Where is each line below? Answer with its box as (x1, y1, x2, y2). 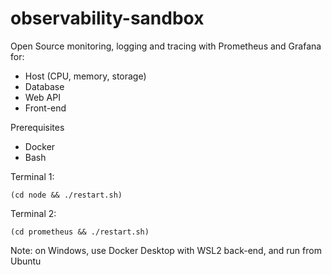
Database (24, 80, 65, 92)
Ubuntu (10, 255, 42, 267)
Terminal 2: (10, 207, 57, 219)
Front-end (24, 102, 67, 114)
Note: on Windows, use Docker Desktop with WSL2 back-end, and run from (10, 244, 322, 256)
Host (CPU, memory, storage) (24, 70, 147, 82)
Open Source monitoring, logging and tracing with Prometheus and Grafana (10, 40, 322, 52)
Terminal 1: (10, 170, 55, 182)
